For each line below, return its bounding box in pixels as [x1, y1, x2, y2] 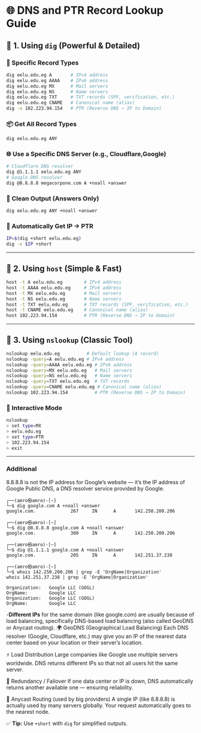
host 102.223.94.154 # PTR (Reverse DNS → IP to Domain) [6, 312, 175, 319]
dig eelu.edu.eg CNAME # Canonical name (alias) [6, 100, 135, 106]
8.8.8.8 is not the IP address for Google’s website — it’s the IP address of [6, 478, 185, 485]
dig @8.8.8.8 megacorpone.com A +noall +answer [6, 180, 127, 186]
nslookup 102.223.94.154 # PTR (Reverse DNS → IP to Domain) [6, 390, 186, 396]
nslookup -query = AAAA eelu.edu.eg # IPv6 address [6, 361, 133, 368]
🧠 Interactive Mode [6, 403, 63, 412]
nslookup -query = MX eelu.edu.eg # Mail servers [6, 367, 133, 373]
